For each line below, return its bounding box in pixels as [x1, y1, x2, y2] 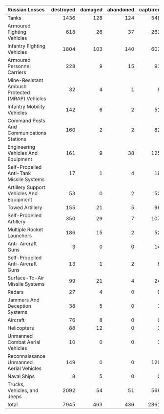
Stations [7, 136, 27, 142]
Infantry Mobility [7, 103, 45, 110]
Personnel [7, 63, 31, 69]
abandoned [107, 6, 135, 13]
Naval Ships [7, 373, 35, 380]
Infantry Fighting [7, 43, 45, 49]
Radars [7, 289, 24, 295]
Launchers [7, 232, 32, 239]
